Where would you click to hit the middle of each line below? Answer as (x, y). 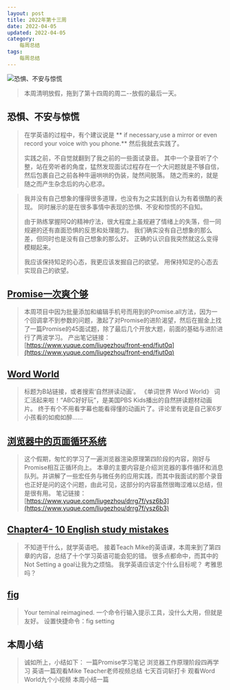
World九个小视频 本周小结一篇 (66, 680)
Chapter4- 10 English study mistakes (88, 530)
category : (21, 39)
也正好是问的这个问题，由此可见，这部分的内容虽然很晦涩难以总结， (120, 484)
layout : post (26, 13)
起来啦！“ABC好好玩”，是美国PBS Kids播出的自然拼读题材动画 (124, 400)
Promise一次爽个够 (48, 294)
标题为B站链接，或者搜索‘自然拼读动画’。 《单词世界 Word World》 (118, 391)
